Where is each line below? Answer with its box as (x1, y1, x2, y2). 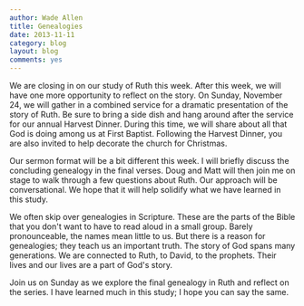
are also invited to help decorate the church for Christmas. (9, 138, 228, 148)
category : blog (9, 38, 67, 48)
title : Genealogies (9, 22, 83, 31)
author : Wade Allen (9, 13, 83, 23)
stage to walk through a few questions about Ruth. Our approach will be (9, 175, 279, 186)
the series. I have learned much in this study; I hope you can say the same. (9, 287, 289, 297)
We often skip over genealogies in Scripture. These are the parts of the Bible (9, 212, 296, 222)
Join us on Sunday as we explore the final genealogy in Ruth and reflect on (9, 277, 290, 288)
